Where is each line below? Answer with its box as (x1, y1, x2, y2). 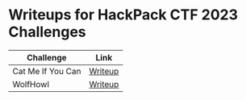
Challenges (8, 23, 86, 41)
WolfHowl (12, 78, 50, 90)
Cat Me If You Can (12, 65, 81, 77)
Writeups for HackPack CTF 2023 (8, 6, 238, 24)
